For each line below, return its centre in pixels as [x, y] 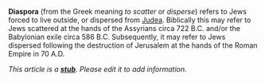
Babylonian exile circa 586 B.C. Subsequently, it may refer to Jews [117, 37]
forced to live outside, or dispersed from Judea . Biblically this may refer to [130, 20]
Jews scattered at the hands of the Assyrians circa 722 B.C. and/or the [125, 28]
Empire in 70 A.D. [37, 54]
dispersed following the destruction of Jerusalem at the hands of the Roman [133, 45]
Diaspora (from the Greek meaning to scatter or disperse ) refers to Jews [127, 12]
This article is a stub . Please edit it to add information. [97, 69]
